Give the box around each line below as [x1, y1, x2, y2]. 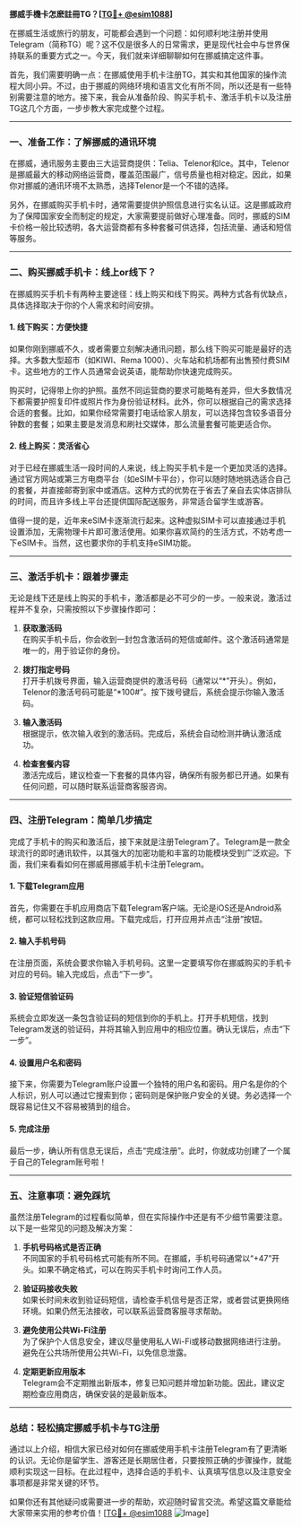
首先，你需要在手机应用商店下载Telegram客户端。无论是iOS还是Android [9, 902, 275, 913]
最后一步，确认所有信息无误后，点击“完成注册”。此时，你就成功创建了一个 [9, 1145, 284, 1156]
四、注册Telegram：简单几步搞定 [9, 814, 152, 826]
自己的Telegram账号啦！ [16, 1156, 107, 1167]
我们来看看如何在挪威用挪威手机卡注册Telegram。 [24, 859, 209, 869]
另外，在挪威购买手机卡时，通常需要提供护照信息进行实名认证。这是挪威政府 [9, 199, 292, 210]
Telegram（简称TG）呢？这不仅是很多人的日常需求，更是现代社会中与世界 [9, 39, 282, 49]
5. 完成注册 [9, 1123, 50, 1134]
